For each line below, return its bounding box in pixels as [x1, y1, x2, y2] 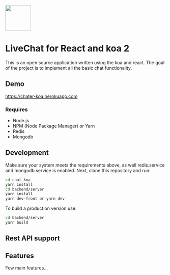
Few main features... [5, 265, 48, 271]
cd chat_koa [5, 177, 31, 182]
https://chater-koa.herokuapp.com [5, 93, 78, 99]
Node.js [12, 118, 30, 124]
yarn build [5, 220, 29, 225]
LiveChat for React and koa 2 [5, 43, 130, 54]
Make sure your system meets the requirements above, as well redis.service [5, 162, 165, 168]
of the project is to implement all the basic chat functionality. [5, 65, 132, 71]
